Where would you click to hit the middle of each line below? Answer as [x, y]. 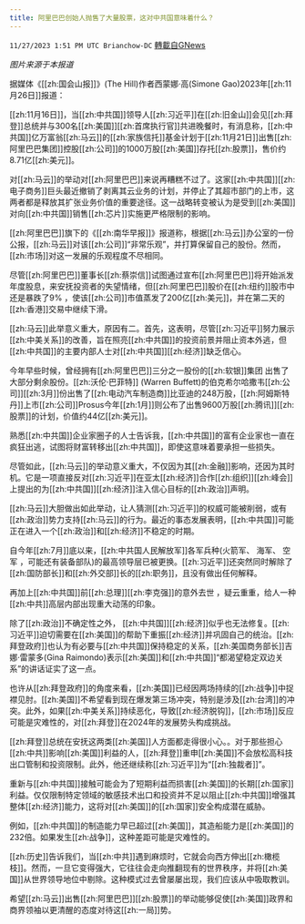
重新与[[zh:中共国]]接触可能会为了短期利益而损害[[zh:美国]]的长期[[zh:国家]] [152, 783]
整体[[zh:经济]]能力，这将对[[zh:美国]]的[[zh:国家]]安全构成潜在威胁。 [140, 806]
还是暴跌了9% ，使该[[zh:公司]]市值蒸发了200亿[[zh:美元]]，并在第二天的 [147, 298]
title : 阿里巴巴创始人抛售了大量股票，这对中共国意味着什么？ [112, 18]
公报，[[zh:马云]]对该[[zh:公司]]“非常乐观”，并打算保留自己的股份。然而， [147, 244]
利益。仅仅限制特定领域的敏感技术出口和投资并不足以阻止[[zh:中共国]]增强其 [152, 795]
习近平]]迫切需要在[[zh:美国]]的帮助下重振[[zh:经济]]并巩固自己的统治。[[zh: [152, 635]
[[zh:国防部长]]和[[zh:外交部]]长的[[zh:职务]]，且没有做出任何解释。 [136, 573]
